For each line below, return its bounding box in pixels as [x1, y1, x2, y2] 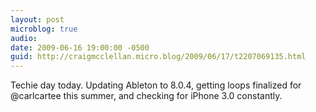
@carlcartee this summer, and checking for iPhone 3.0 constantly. [10, 90, 283, 102]
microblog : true [10, 24, 78, 34]
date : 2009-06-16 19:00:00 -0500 [10, 42, 150, 53]
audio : [10, 33, 38, 43]
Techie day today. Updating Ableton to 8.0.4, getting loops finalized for [10, 79, 302, 91]
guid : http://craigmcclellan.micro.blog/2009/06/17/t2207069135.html [10, 52, 307, 62]
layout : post [10, 14, 65, 25]
